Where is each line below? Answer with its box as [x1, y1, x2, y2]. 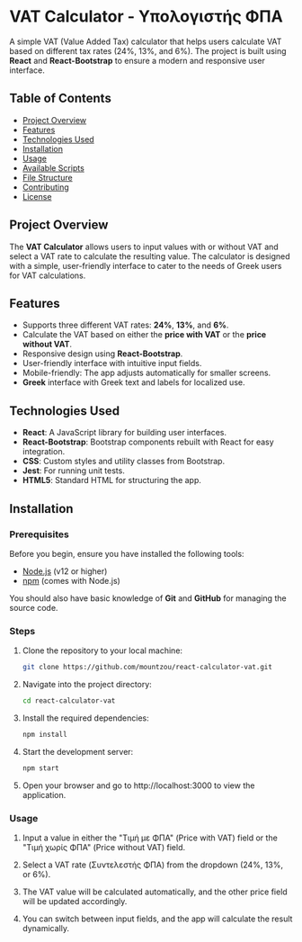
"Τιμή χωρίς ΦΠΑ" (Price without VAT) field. [22, 841, 186, 852]
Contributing [22, 182, 69, 193]
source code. [9, 602, 58, 613]
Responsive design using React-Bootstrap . [22, 348, 183, 359]
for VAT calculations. [9, 270, 86, 281]
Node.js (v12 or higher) [22, 565, 108, 577]
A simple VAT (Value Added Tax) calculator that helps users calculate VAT [9, 36, 282, 47]
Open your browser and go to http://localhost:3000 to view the [22, 780, 255, 791]
